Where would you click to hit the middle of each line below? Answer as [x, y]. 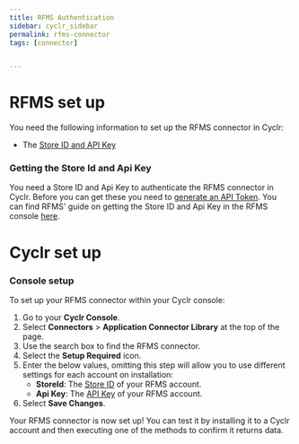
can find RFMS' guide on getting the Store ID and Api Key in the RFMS [139, 206]
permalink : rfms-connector [60, 34]
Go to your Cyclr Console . [71, 317]
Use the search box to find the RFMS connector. [111, 345]
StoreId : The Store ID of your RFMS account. [119, 384]
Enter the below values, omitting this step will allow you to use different [154, 365]
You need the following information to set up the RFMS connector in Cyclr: [147, 127]
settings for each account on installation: [97, 374]
